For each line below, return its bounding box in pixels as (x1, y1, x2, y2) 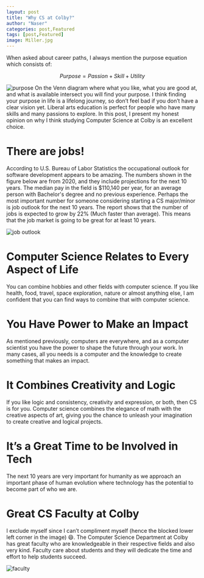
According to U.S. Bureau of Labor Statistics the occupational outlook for (6, 164, 189, 172)
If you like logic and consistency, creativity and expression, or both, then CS (6, 398, 197, 406)
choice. (6, 123, 26, 130)
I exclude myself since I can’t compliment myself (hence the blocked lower (6, 527, 194, 534)
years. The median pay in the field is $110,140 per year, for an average (6, 184, 181, 191)
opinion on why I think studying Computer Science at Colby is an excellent (6, 117, 193, 124)
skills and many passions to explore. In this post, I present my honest (6, 110, 179, 117)
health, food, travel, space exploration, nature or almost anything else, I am (6, 289, 194, 297)
